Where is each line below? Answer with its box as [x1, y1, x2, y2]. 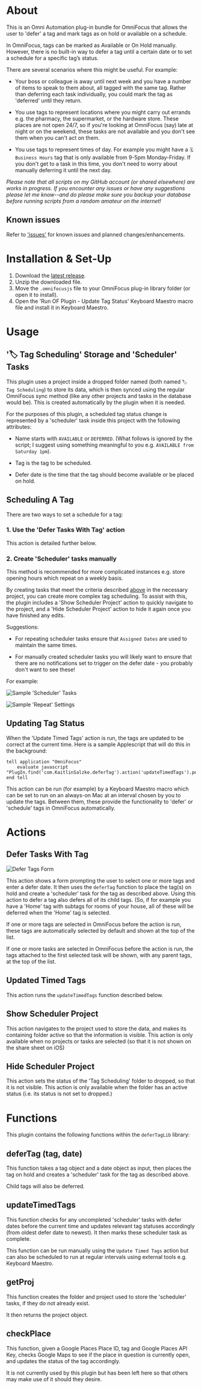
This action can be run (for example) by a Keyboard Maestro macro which [6, 785, 189, 792]
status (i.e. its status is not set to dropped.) [6, 1090, 112, 1098]
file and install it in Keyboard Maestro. [14, 303, 109, 311]
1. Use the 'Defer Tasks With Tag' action [6, 526, 125, 534]
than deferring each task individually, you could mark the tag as [14, 90, 173, 98]
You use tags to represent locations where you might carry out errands [14, 108, 191, 116]
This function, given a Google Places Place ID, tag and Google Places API [6, 1344, 188, 1352]
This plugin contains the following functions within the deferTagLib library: [6, 1131, 190, 1139]
